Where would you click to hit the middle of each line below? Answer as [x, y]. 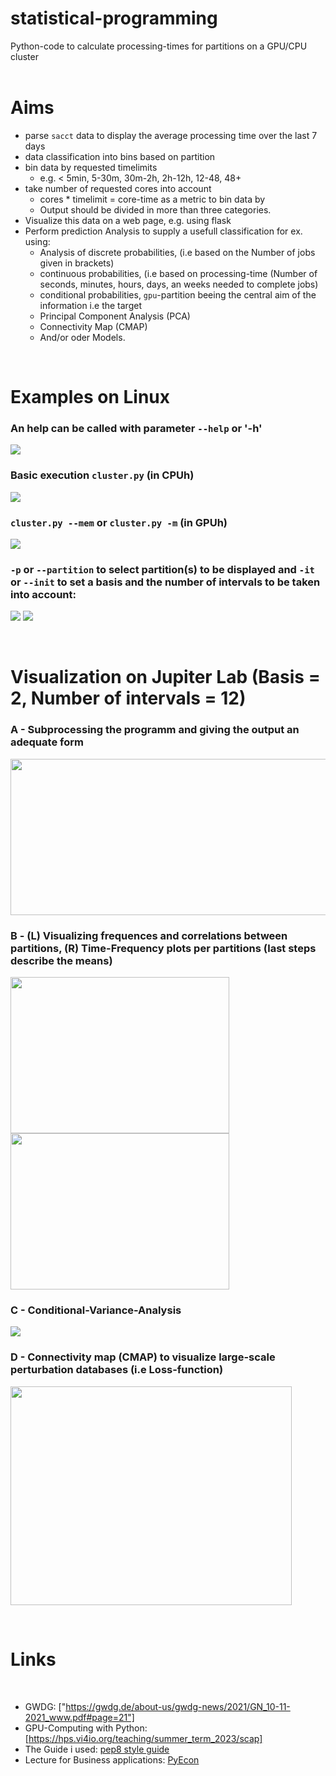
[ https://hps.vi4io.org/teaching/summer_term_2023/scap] [143, 1738]
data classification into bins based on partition [120, 156]
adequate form [47, 742]
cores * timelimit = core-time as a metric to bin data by [152, 199]
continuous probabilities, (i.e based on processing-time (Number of [178, 273]
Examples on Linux [90, 397]
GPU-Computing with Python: [86, 1728]
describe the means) [61, 960]
